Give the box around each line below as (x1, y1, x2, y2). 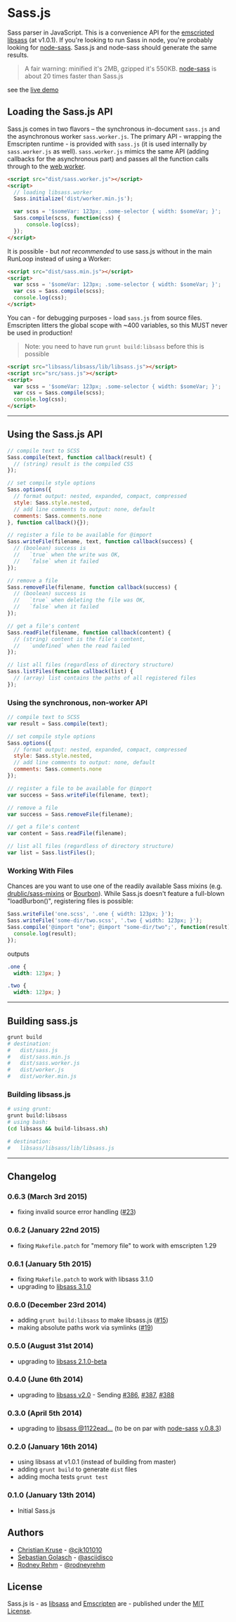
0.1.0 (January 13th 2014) (7, 1490, 96, 1500)
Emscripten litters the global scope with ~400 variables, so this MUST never (7, 320, 228, 329)
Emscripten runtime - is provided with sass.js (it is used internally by (7, 139, 207, 148)
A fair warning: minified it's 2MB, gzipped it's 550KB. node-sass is (24, 64, 217, 73)
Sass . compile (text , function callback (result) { (7, 454, 152, 461)
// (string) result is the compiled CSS (13, 460, 133, 468)
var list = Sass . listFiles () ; (7, 849, 96, 856)
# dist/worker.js (7, 1066, 65, 1073)
